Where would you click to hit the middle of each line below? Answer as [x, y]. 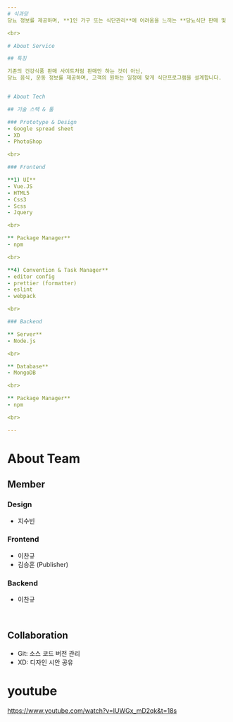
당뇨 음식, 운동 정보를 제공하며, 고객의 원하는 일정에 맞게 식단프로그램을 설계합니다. [114, 78]
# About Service [31, 46]
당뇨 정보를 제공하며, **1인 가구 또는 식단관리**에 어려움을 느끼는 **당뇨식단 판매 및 [117, 20]
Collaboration [38, 636]
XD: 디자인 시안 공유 [45, 662]
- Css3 [17, 199]
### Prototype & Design [42, 122]
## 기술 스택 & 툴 [31, 109]
